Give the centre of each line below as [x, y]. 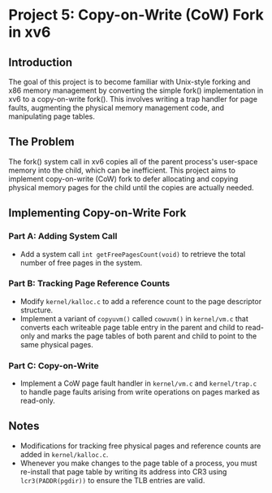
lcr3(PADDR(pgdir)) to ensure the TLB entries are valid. [112, 480]
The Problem [41, 142]
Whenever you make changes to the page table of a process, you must [138, 463]
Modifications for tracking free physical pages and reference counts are [140, 446]
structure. [37, 310]
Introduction [41, 62]
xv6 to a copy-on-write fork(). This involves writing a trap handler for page [133, 99]
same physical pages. [56, 344]
